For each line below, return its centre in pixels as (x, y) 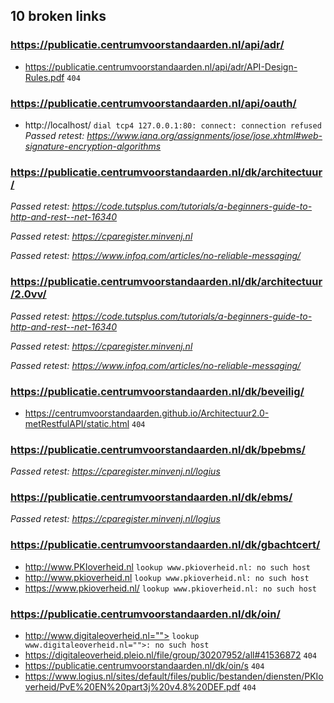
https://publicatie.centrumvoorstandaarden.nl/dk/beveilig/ (157, 391)
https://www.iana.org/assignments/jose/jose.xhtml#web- (204, 135)
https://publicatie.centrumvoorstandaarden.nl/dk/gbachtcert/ (165, 545)
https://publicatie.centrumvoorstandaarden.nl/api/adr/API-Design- (161, 66)
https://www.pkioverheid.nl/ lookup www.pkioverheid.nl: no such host (170, 588)
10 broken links (58, 16)
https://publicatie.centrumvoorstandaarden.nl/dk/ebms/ (151, 497)
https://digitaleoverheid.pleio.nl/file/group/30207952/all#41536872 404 (170, 655)
